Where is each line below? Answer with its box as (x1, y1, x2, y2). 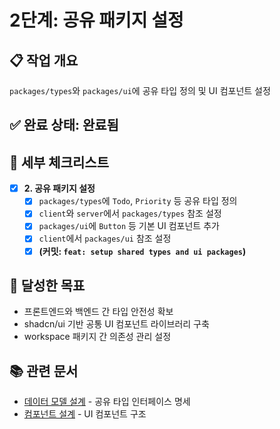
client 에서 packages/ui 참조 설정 (38, 232, 172, 245)
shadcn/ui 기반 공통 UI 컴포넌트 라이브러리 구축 (23, 318, 210, 330)
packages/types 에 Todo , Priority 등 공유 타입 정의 (38, 195, 238, 207)
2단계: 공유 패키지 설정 (9, 9, 184, 32)
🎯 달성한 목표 (9, 277, 86, 294)
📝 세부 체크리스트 (9, 154, 109, 171)
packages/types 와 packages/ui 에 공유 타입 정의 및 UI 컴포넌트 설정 (9, 85, 271, 96)
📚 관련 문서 (9, 362, 79, 380)
